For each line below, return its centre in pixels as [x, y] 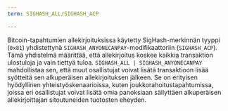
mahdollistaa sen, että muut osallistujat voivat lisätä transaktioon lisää [108, 70]
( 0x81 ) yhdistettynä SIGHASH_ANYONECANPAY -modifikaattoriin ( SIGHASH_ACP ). [113, 47]
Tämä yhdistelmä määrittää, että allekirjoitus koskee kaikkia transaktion [110, 55]
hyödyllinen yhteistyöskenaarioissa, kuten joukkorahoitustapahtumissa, [110, 84]
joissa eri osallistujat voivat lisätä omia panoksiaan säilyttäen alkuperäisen [114, 92]
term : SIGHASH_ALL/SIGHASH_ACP [53, 14]
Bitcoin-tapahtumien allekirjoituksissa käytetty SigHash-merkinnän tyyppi [114, 40]
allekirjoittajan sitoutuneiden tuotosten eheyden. [77, 100]
